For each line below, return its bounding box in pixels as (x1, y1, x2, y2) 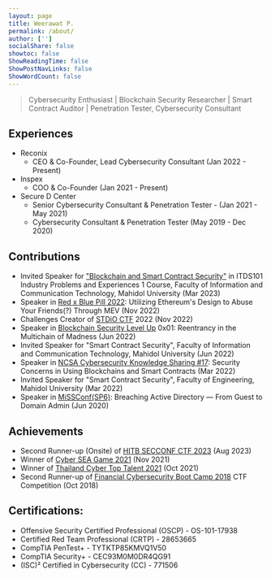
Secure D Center (19, 192, 76, 202)
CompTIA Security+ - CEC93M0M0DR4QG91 (19, 551, 171, 561)
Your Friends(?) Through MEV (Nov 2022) (19, 306, 161, 315)
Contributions (8, 250, 80, 263)
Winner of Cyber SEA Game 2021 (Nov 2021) (19, 454, 170, 464)
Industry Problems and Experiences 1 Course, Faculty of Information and (19, 280, 264, 289)
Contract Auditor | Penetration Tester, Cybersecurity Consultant (28, 103, 242, 113)
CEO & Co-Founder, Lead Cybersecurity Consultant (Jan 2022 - (32, 157, 247, 167)
